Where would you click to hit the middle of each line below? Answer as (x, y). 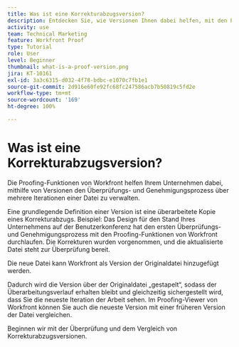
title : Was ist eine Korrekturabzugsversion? (76, 14)
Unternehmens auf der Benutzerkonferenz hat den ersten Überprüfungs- (115, 226)
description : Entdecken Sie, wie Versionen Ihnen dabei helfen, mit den (117, 21)
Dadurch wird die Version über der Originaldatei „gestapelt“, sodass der (112, 284)
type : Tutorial (30, 47)
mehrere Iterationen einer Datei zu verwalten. (74, 198)
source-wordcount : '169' (44, 100)
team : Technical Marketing (47, 34)
